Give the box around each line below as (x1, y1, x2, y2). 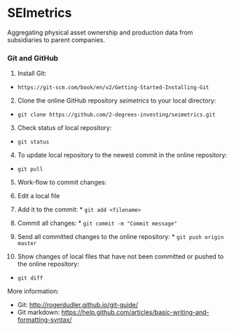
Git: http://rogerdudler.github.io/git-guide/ (17, 301, 139, 309)
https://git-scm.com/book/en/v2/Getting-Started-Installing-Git (17, 84, 209, 91)
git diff (17, 275, 43, 282)
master (17, 240, 37, 247)
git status (17, 138, 50, 145)
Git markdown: (17, 308, 60, 317)
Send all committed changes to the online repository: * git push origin (17, 233, 224, 241)
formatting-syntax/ (17, 316, 72, 324)
